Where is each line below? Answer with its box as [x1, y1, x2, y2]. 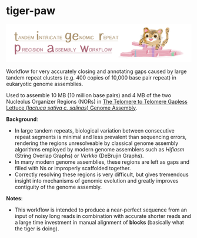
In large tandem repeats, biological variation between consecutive [14, 127, 175, 134]
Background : [6, 115, 38, 123]
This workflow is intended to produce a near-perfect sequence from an [14, 206, 187, 213]
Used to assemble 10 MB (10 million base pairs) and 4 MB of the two [6, 91, 172, 98]
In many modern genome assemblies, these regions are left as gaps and [14, 158, 190, 166]
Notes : [6, 194, 23, 201]
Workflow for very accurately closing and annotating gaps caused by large [6, 68, 187, 75]
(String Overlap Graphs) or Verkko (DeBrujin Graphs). [14, 152, 144, 159]
